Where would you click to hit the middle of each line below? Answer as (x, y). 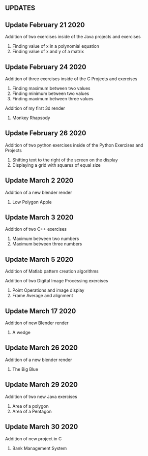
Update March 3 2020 (39, 218)
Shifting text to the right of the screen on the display (65, 160)
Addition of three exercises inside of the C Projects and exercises (71, 79)
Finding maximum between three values (53, 99)
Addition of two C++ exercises (36, 229)
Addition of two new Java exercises (41, 396)
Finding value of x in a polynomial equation (56, 46)
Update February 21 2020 (45, 25)
